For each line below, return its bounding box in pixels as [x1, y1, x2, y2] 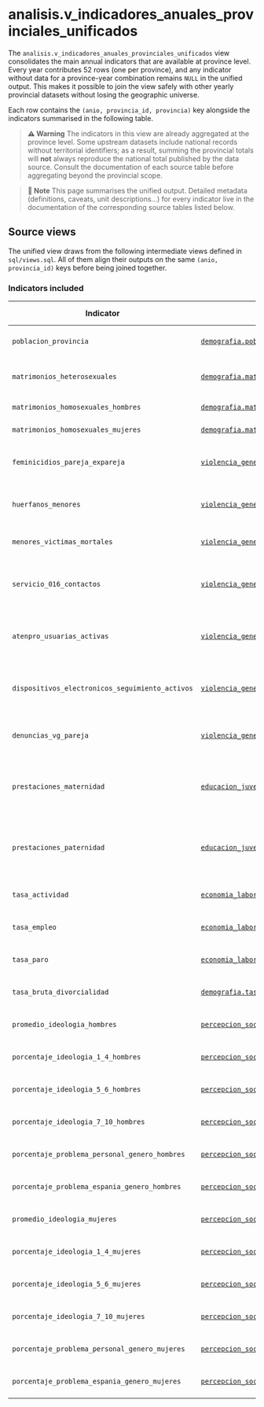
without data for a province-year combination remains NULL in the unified [8, 73, 243, 83]
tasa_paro [12, 956, 49, 964]
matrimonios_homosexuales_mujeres [12, 425, 141, 434]
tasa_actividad [12, 890, 69, 900]
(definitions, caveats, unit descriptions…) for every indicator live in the [27, 194, 255, 204]
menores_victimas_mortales [12, 537, 113, 547]
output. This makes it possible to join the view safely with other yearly [8, 81, 234, 91]
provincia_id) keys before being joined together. [8, 263, 167, 272]
